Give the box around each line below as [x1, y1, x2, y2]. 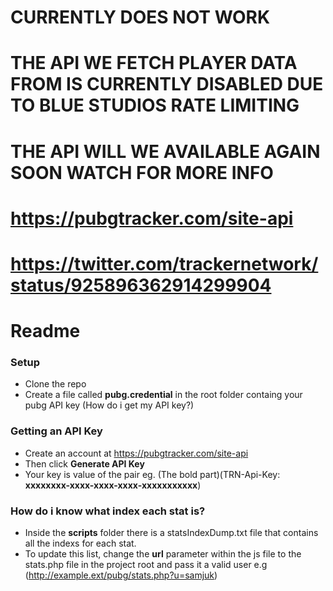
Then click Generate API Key [24, 457, 145, 470]
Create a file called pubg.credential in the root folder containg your [24, 389, 303, 401]
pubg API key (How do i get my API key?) [24, 399, 195, 411]
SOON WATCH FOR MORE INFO [10, 161, 274, 184]
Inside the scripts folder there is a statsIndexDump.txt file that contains [24, 527, 319, 539]
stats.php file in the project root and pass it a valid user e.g [24, 559, 268, 571]
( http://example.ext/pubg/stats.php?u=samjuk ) [24, 569, 218, 581]
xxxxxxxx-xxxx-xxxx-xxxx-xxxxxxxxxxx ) [24, 479, 202, 491]
